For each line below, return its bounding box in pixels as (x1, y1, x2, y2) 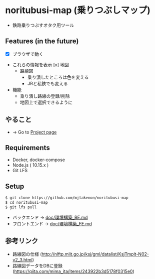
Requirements (5, 144, 50, 152)
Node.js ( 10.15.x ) (12, 162, 49, 168)
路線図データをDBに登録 (12, 262, 63, 268)
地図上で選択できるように (19, 99, 73, 105)
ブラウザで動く (12, 51, 43, 57)
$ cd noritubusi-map (5, 200, 48, 205)
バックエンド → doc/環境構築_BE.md (12, 214, 88, 220)
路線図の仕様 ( (12, 251, 42, 257)
